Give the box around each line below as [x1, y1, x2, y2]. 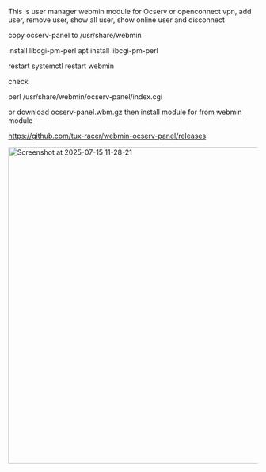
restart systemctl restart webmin [8, 61, 115, 71]
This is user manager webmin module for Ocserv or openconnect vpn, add [8, 7, 252, 16]
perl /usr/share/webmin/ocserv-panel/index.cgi [8, 92, 163, 102]
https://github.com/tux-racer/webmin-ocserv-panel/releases [8, 131, 207, 140]
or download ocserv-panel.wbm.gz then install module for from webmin [8, 107, 243, 117]
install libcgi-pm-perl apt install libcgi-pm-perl [8, 46, 158, 55]
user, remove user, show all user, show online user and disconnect [8, 15, 226, 25]
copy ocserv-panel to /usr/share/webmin [8, 31, 142, 40]
